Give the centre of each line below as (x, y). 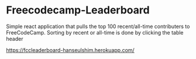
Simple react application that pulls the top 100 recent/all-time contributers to (98, 26)
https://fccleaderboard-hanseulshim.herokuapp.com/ (70, 50)
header (15, 39)
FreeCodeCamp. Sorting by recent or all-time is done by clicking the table (95, 32)
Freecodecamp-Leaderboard (78, 10)
